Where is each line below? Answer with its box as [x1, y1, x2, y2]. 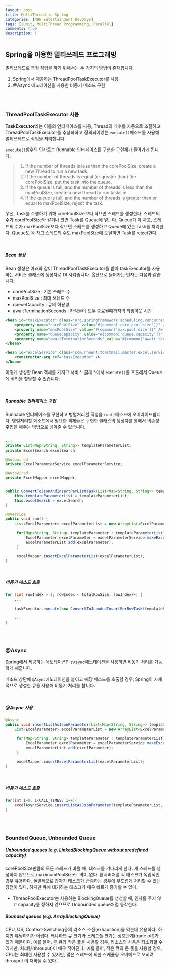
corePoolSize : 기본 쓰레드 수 [12, 289, 71, 295]
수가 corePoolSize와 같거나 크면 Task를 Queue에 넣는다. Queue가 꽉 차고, [5, 217, 152, 223]
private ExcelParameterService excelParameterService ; [5, 462, 123, 467]
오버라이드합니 [132, 411, 161, 417]
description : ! [5, 31, 37, 36]
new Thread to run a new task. [25, 168, 89, 174]
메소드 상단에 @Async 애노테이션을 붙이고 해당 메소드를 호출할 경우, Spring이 [5, 676, 153, 682]
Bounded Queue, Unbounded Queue [5, 834, 96, 841]
